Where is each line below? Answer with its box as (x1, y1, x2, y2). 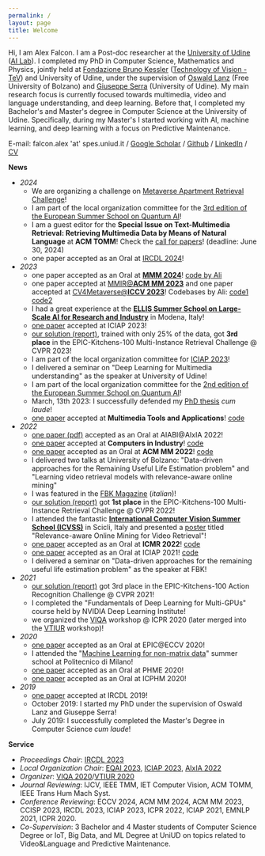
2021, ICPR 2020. (19, 814, 77, 824)
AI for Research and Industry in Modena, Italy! (51, 312, 205, 322)
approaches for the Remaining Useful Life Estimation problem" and (31, 464, 250, 473)
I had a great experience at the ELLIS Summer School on (31, 304, 218, 313)
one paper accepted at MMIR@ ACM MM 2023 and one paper (31, 278, 233, 289)
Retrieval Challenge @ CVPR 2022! (61, 506, 176, 515)
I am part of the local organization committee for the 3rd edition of (31, 203, 248, 213)
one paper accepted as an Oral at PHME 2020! (31, 665, 184, 675)
